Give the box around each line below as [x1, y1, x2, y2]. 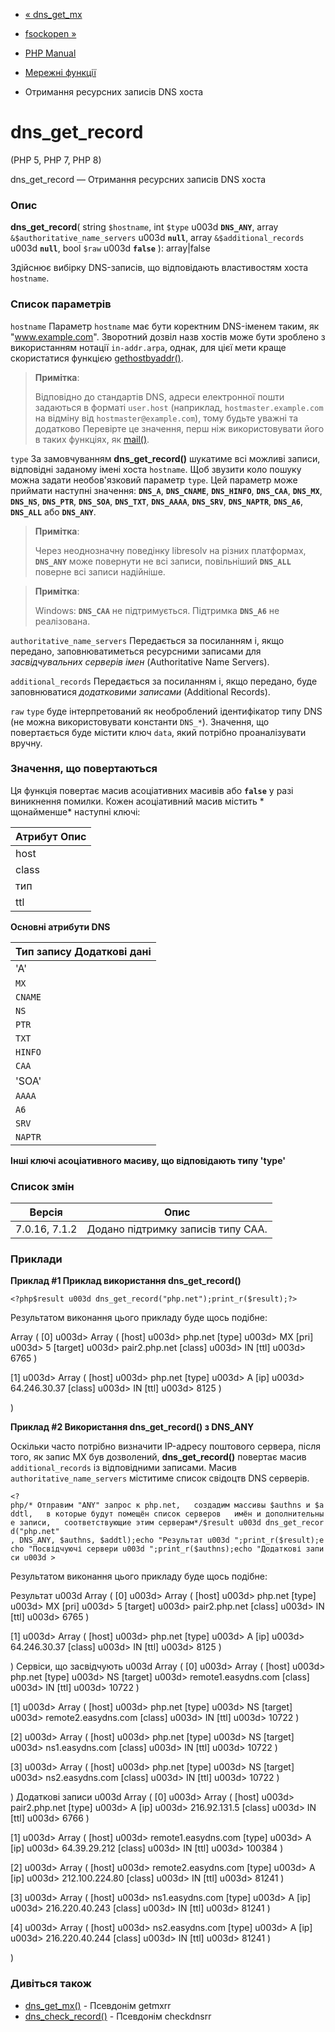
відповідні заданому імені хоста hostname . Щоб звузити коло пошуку [10, 463, 302, 475]
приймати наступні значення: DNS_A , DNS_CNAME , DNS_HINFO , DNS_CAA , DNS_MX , [10, 484, 323, 496]
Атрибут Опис [15, 829, 87, 843]
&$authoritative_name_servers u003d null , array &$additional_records [10, 232, 305, 244]
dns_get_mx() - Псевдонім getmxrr [24, 1999, 172, 2011]
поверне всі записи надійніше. [34, 565, 166, 578]
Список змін [10, 1179, 75, 1193]
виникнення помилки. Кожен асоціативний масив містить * [10, 795, 265, 807]
